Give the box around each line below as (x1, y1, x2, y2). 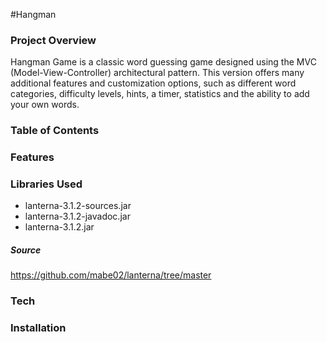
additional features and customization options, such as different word (10, 77, 297, 89)
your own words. (10, 99, 80, 111)
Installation (10, 321, 67, 335)
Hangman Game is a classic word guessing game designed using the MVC (10, 56, 317, 68)
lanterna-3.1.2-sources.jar (24, 200, 132, 212)
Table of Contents (10, 124, 100, 138)
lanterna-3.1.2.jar (24, 221, 95, 233)
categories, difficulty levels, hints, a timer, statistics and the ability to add (10, 88, 310, 100)
